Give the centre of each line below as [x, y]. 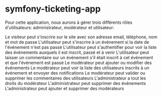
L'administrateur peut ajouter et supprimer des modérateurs [65, 88]
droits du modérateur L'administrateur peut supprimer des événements [75, 83]
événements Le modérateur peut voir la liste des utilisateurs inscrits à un [77, 68]
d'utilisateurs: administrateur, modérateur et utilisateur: [60, 27]
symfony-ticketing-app [53, 9]
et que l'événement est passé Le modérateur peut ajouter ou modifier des [79, 63]
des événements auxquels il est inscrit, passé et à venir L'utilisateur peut [77, 52]
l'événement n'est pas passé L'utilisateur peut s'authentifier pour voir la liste [81, 47]
